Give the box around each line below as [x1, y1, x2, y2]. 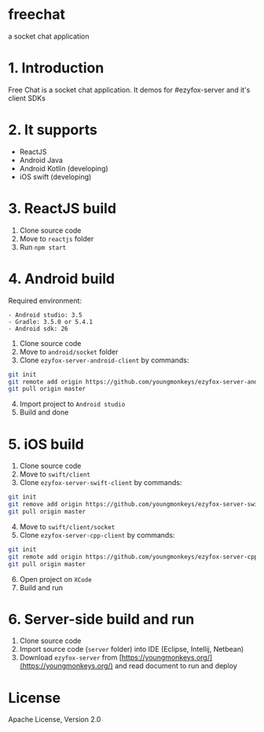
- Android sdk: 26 [8, 325, 68, 333]
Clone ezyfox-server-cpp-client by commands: [19, 530, 175, 539]
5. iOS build [8, 435, 84, 453]
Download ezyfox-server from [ [19, 653, 123, 662]
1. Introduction [8, 59, 104, 77]
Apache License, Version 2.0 [8, 715, 101, 724]
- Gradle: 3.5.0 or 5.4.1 [8, 318, 93, 326]
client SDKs [8, 93, 46, 103]
